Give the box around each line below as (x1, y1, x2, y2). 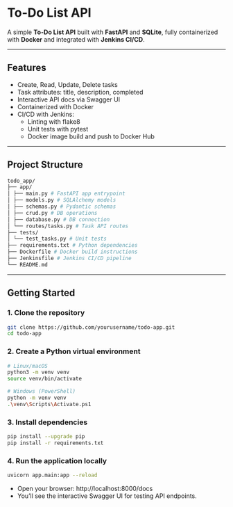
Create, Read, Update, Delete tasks (17, 80, 118, 88)
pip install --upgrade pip (7, 433, 85, 440)
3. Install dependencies (7, 417, 88, 427)
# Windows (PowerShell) (7, 388, 76, 395)
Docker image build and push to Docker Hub (27, 132, 155, 140)
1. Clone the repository (7, 308, 85, 318)
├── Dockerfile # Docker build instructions (7, 248, 138, 255)
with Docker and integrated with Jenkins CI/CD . (7, 35, 146, 43)
